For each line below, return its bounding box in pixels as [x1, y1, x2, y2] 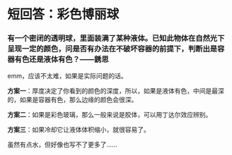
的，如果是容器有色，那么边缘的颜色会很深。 [7, 96, 138, 104]
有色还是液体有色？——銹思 [14, 54, 110, 64]
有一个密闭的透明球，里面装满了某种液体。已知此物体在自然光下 [7, 33, 225, 43]
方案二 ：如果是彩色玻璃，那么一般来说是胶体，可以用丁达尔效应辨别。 [7, 111, 212, 119]
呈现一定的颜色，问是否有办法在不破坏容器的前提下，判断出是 [7, 44, 218, 54]
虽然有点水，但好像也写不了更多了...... [7, 140, 118, 149]
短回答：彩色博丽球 [7, 6, 120, 23]
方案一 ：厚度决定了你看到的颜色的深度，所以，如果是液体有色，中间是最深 [7, 87, 224, 95]
